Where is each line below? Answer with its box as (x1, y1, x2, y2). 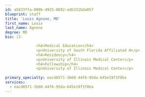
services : (5, 80, 26, 85)
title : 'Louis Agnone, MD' (5, 16, 61, 21)
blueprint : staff (5, 12, 41, 17)
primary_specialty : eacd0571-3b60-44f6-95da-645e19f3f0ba (5, 75, 127, 80)
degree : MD (5, 30, 28, 35)
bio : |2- (5, 35, 23, 40)
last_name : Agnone (5, 25, 43, 30)
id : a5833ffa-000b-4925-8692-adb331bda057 (5, 7, 94, 12)
